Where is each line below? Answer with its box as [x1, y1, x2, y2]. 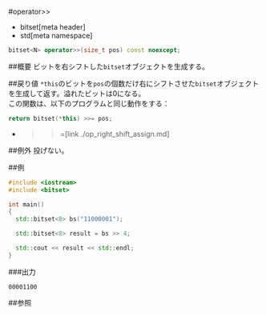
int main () [8, 200, 45, 209]
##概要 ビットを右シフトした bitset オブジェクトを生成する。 [8, 62, 210, 71]
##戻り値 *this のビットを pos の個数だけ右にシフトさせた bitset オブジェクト [8, 78, 259, 88]
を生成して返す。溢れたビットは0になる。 [8, 88, 146, 98]
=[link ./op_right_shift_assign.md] [59, 129, 170, 138]
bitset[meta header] [19, 22, 86, 31]
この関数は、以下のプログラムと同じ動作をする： [8, 98, 170, 108]
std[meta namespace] [19, 31, 93, 40]
